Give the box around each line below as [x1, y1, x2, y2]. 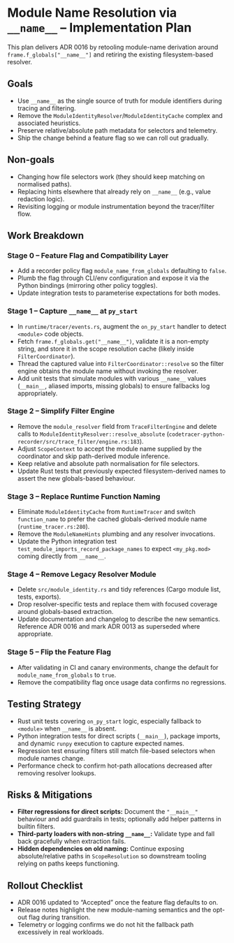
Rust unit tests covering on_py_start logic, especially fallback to [17, 717, 201, 725]
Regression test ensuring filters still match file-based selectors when [17, 746, 215, 755]
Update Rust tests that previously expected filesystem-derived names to [17, 467, 226, 475]
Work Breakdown [7, 229, 84, 242]
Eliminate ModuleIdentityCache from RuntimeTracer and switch [17, 508, 196, 516]
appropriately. [17, 389, 58, 397]
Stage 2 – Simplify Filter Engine [7, 407, 115, 416]
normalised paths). [17, 180, 72, 188]
